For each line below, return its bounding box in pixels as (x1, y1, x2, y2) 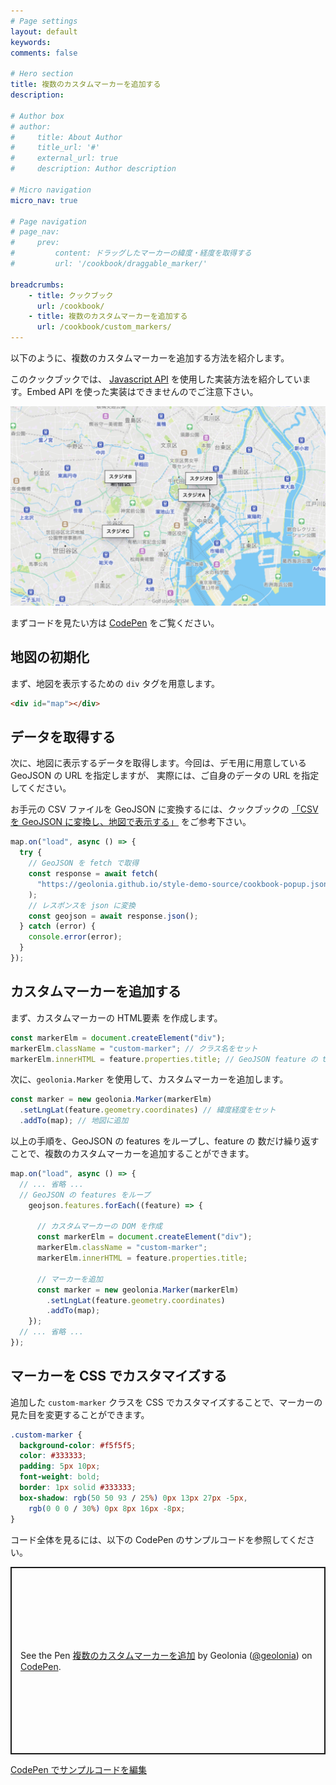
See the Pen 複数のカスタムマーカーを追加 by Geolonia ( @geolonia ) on (20, 1650, 313, 1662)
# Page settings (10, 16, 78, 26)
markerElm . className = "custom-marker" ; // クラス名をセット (10, 1043, 258, 1054)
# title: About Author (10, 132, 123, 142)
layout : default (10, 26, 78, 37)
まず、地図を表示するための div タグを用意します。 (10, 677, 220, 689)
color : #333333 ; (19, 1451, 87, 1461)
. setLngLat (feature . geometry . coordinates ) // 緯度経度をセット (19, 1105, 277, 1115)
